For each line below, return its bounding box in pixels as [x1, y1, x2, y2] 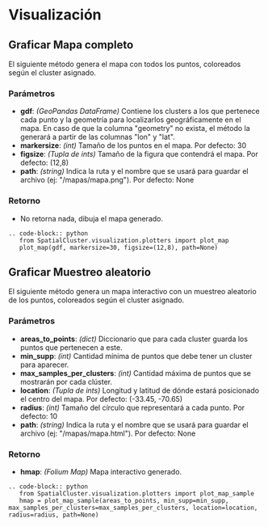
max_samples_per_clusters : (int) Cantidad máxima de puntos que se [19, 368, 252, 377]
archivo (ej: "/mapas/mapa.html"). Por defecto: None [19, 428, 196, 438]
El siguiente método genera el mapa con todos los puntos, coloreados [8, 59, 241, 69]
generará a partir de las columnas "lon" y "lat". [19, 132, 175, 142]
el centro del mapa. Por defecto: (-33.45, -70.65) [19, 394, 183, 403]
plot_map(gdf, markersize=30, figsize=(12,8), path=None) [19, 243, 219, 251]
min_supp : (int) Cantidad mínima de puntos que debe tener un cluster [19, 351, 253, 360]
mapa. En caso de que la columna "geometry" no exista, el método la [19, 124, 250, 133]
